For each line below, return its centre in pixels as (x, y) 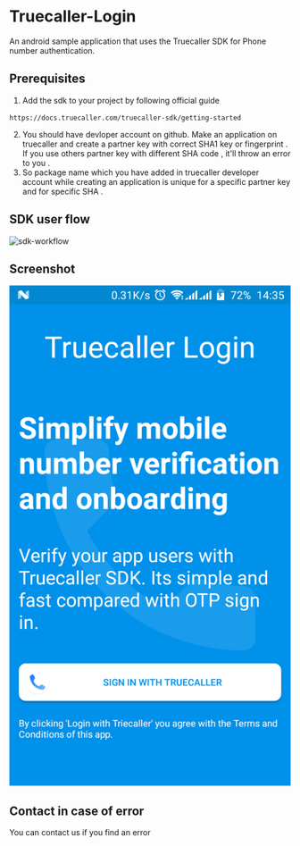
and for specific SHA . (62, 191)
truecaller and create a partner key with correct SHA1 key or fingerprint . (155, 144)
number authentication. (52, 50)
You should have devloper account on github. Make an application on (150, 134)
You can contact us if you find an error (80, 833)
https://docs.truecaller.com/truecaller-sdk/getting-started (125, 118)
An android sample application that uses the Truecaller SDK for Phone (138, 41)
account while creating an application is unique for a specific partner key (156, 181)
